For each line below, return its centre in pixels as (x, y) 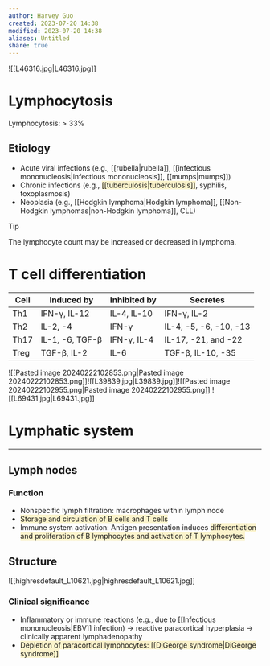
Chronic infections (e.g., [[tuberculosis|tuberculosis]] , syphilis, (123, 185)
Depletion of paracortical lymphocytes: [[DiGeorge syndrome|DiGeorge (138, 645)
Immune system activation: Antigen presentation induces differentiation (138, 528)
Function (26, 493)
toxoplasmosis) (45, 193)
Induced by (72, 300)
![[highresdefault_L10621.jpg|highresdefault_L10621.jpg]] (102, 581)
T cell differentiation (78, 275)
